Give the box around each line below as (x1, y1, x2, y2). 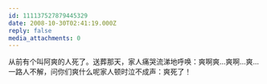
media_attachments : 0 (8, 34, 81, 42)
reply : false (8, 26, 52, 34)
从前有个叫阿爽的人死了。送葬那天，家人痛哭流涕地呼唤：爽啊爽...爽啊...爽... (8, 57, 260, 66)
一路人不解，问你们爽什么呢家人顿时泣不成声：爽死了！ (8, 67, 191, 77)
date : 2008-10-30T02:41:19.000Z (8, 19, 117, 27)
